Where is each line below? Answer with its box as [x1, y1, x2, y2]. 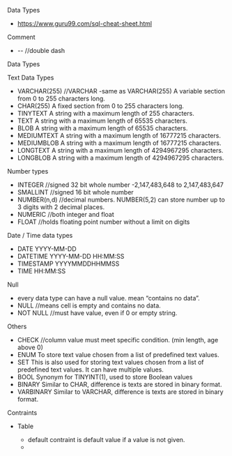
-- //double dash [17, 47, 65, 54]
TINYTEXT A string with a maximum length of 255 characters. [17, 109, 195, 117]
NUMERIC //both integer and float [17, 211, 115, 218]
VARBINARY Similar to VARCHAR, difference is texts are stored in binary [17, 388, 224, 396]
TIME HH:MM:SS [17, 267, 66, 275]
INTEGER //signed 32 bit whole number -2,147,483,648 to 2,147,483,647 [17, 181, 224, 189]
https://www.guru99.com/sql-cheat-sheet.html [17, 20, 152, 27]
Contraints [7, 409, 38, 417]
